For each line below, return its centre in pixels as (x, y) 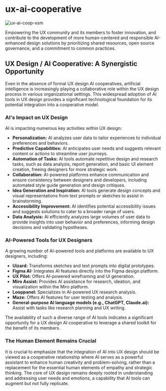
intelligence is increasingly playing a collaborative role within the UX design (82, 89)
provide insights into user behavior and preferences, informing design (83, 222)
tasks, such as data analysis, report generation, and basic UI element (83, 164)
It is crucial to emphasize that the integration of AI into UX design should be (82, 352)
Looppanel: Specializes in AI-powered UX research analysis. (74, 292)
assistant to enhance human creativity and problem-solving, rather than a (80, 362)
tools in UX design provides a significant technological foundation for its (79, 99)
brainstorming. (27, 201)
